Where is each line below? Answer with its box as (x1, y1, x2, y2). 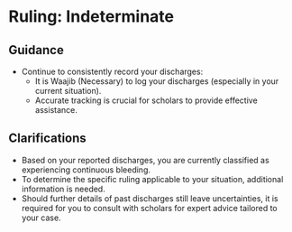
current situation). (34, 86, 102, 96)
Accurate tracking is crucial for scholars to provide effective (34, 95, 258, 106)
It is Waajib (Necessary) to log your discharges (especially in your (34, 76, 279, 87)
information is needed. (21, 183, 105, 194)
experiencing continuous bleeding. (21, 164, 151, 175)
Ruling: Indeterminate (8, 6, 175, 27)
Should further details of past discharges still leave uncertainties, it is (21, 192, 278, 204)
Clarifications (8, 131, 87, 146)
